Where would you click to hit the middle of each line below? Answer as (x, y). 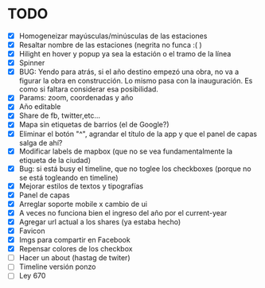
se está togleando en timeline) (68, 177)
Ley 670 (32, 276)
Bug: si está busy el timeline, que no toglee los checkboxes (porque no (135, 169)
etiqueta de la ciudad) (55, 160)
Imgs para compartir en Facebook (74, 240)
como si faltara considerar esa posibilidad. (88, 89)
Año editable (40, 107)
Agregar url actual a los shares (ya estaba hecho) (100, 222)
